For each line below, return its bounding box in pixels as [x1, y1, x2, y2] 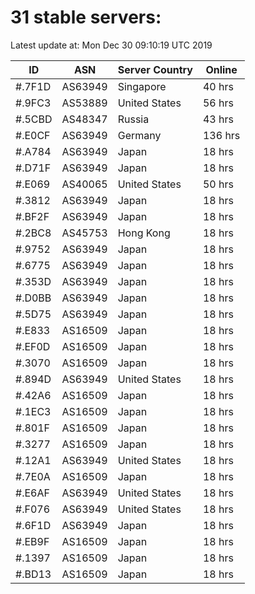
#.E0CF [15, 128, 51, 142]
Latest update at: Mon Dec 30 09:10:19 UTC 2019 [10, 39, 213, 51]
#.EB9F [15, 534, 50, 548]
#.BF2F [15, 209, 50, 223]
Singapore [117, 79, 167, 93]
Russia [117, 112, 150, 126]
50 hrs [202, 177, 234, 191]
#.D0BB [15, 291, 52, 305]
